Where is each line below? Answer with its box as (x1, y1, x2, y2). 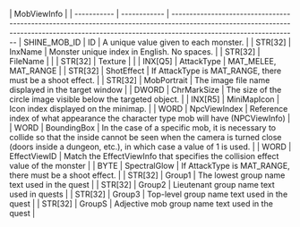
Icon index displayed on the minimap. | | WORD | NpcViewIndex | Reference (9, 104, 288, 113)
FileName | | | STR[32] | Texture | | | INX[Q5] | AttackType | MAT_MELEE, (9, 56, 277, 66)
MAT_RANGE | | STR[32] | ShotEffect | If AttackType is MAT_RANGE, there (9, 65, 282, 76)
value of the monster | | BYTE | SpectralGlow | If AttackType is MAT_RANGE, (9, 161, 290, 171)
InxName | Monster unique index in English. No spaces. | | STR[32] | (9, 46, 261, 57)
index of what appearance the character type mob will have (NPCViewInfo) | (9, 113, 291, 123)
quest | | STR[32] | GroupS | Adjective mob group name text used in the (9, 198, 273, 209)
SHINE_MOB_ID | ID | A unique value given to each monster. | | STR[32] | (23, 37, 291, 47)
